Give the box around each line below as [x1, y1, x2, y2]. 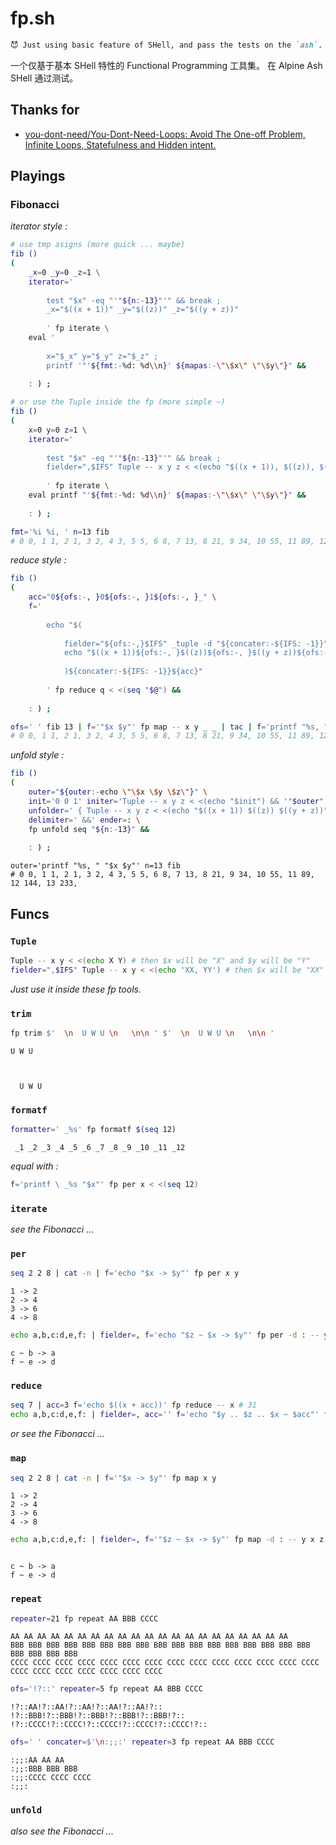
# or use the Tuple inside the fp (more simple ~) [10, 397, 226, 407]
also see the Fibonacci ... [10, 1825, 114, 1837]
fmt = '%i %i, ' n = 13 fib [10, 527, 110, 537]
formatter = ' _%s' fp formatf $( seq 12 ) [10, 1125, 177, 1135]
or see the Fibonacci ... [10, 1428, 105, 1440]
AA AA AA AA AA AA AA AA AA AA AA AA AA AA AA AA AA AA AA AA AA [10, 1632, 288, 1642]
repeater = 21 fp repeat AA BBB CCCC [10, 1613, 159, 1624]
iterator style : [10, 220, 68, 232]
